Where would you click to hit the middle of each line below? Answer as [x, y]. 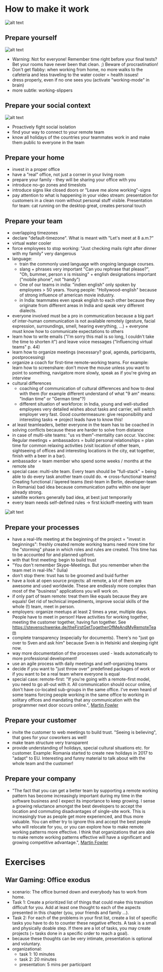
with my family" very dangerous [44, 254]
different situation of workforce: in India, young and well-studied [84, 404]
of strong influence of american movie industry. [67, 295]
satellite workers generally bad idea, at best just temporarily [72, 497]
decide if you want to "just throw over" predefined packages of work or [84, 669]
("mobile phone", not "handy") [50, 280]
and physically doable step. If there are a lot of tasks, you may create [81, 928]
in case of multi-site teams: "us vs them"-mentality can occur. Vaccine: [83, 435]
